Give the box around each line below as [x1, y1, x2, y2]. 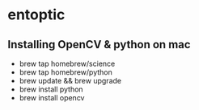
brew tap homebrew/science [19, 59, 116, 68]
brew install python [19, 84, 83, 94]
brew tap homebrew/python [19, 67, 112, 77]
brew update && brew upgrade [19, 76, 122, 85]
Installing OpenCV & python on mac [7, 38, 191, 51]
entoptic [7, 6, 66, 24]
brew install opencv [19, 93, 85, 102]
